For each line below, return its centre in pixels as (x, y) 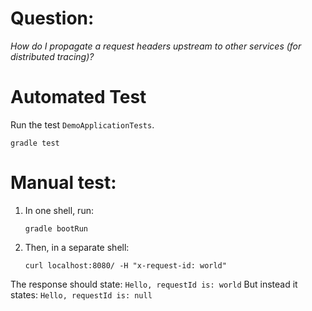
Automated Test (78, 97)
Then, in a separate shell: (77, 247)
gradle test (35, 143)
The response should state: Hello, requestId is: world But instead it (154, 284)
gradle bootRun (56, 228)
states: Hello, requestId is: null (81, 294)
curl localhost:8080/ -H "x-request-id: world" (125, 265)
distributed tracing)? (52, 56)
